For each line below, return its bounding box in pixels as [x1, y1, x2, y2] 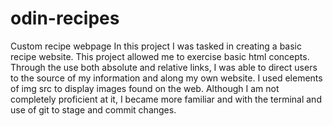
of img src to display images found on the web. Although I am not [10, 82, 280, 94]
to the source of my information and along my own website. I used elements [10, 72, 323, 84]
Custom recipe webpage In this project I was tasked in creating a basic [10, 40, 302, 52]
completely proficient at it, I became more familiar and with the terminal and [10, 93, 322, 105]
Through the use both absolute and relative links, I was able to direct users [10, 61, 318, 73]
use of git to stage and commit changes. [10, 103, 177, 116]
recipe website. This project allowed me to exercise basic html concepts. [10, 50, 310, 62]
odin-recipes [10, 7, 120, 30]
